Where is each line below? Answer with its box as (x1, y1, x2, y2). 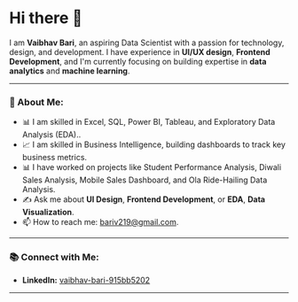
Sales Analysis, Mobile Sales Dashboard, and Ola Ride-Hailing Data (21, 174, 268, 185)
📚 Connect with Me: (9, 252, 99, 264)
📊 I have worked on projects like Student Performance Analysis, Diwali (21, 162, 282, 173)
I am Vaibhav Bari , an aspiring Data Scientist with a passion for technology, (9, 37, 285, 48)
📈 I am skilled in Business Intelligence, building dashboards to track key (21, 139, 286, 150)
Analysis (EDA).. (21, 129, 82, 140)
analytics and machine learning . (9, 66, 130, 76)
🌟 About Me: (9, 96, 64, 108)
